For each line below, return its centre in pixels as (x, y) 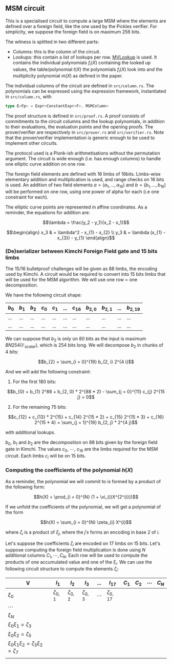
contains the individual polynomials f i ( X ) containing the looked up (82, 63)
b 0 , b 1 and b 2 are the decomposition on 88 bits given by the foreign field (81, 443)
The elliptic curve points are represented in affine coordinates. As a (76, 207)
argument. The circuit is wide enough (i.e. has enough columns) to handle (83, 159)
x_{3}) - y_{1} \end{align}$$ (86, 238)
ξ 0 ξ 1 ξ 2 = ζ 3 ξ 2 (25, 643)
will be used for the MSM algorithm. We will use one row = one (71, 280)
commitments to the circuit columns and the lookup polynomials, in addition (85, 121)
